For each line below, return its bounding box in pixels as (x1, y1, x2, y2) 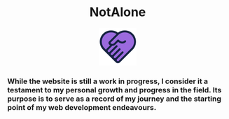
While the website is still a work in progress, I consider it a (7, 76, 209, 86)
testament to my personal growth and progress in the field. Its (7, 85, 222, 94)
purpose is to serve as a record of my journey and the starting (7, 94, 222, 104)
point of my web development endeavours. (7, 102, 157, 112)
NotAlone (89, 4, 146, 20)
